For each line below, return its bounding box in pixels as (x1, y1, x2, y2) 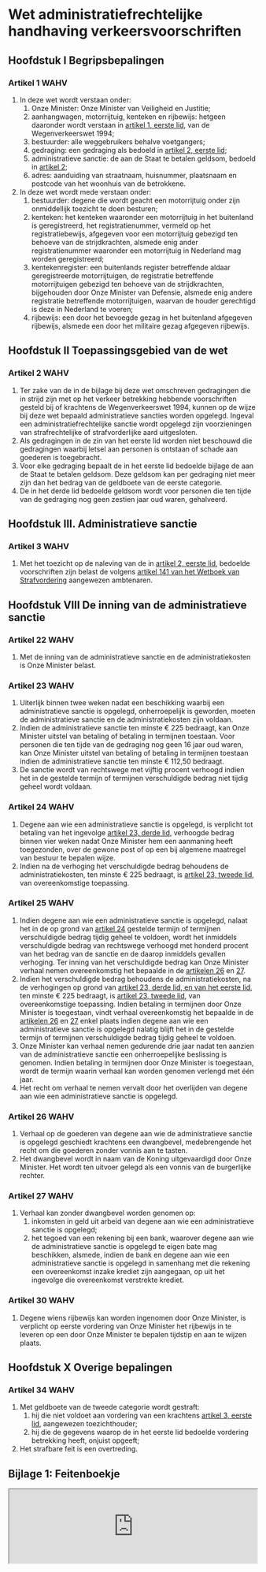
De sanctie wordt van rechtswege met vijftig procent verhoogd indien (19, 765, 245, 775)
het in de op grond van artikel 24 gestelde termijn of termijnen (19, 924, 221, 933)
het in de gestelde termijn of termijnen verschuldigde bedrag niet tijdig (19, 774, 249, 783)
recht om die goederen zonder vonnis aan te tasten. (19, 1146, 188, 1155)
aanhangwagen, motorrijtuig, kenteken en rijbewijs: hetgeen (31, 112, 226, 121)
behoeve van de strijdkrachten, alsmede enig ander (31, 237, 199, 247)
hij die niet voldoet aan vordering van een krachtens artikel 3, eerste (31, 1410, 253, 1420)
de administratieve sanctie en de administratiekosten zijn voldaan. (19, 715, 234, 724)
